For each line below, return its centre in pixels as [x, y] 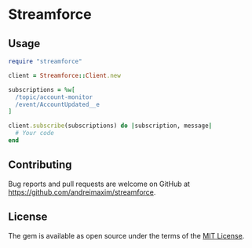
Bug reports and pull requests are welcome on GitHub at [99, 184]
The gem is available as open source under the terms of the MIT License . [126, 235]
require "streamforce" [45, 61]
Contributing [40, 165]
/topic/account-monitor [54, 97]
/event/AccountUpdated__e [58, 104]
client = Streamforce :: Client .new [65, 75]
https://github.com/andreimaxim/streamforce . [82, 192]
